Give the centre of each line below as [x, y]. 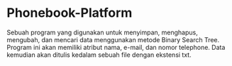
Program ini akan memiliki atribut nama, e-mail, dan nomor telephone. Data [116, 47]
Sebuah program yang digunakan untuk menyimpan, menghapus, [102, 32]
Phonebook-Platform [70, 13]
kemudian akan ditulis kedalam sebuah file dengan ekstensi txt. [99, 55]
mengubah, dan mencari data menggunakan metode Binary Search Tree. [113, 39]
